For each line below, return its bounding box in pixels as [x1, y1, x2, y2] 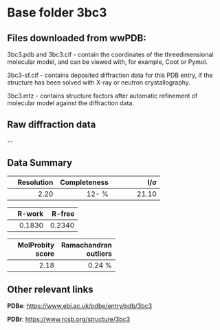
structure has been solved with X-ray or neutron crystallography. [7, 78, 191, 87]
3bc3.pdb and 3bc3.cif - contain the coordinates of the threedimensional [7, 50, 214, 58]
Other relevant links [7, 284, 94, 296]
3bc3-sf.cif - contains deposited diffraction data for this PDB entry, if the [7, 71, 213, 79]
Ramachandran [60, 240, 112, 250]
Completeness [59, 177, 109, 187]
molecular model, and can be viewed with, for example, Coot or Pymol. [7, 58, 208, 66]
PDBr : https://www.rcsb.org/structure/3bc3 [7, 315, 131, 324]
